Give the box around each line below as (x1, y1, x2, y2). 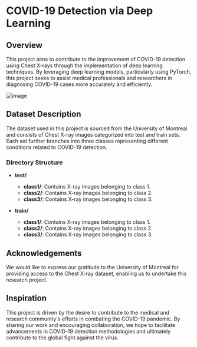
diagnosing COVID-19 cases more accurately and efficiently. (6, 81, 153, 88)
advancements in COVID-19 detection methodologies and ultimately (6, 328, 171, 335)
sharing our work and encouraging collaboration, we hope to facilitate (6, 321, 176, 328)
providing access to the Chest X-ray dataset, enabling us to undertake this (6, 270, 187, 277)
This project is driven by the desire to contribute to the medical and (6, 309, 170, 316)
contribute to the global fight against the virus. (6, 334, 119, 341)
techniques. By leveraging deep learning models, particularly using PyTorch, (6, 68, 192, 75)
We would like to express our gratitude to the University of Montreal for (6, 263, 179, 270)
